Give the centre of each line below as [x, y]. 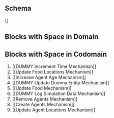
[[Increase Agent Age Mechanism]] [49, 77]
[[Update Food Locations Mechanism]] [53, 72]
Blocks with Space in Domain [52, 37]
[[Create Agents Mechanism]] [43, 105]
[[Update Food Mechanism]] [42, 88]
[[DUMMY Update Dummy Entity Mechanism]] [61, 83]
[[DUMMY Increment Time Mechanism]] [54, 66]
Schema [18, 8]
